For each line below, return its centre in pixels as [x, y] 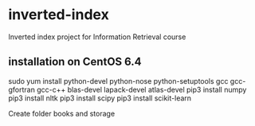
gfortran [22, 89]
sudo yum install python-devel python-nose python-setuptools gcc [118, 81]
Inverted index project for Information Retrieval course [97, 37]
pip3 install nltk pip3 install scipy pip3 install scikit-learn [100, 98]
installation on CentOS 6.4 [75, 62]
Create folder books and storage [62, 113]
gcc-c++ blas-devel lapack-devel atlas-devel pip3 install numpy [142, 89]
